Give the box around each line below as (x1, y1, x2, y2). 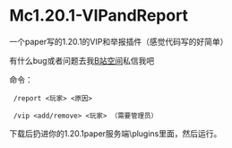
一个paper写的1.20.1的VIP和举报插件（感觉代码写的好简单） (9, 36, 228, 47)
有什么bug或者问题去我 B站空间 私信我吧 (9, 55, 155, 65)
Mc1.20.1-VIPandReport (9, 5, 189, 26)
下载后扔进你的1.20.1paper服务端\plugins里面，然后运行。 (9, 127, 222, 139)
